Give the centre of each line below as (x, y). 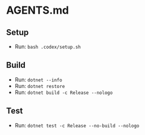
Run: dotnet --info (38, 79)
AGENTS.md (38, 10)
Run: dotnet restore (40, 86)
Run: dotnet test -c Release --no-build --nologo (77, 125)
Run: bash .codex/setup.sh (48, 46)
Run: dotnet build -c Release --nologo (64, 92)
